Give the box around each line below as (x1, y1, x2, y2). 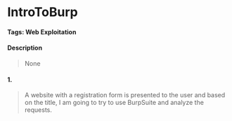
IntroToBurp (7, 4, 79, 20)
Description (7, 43, 43, 52)
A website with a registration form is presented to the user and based (24, 91, 226, 99)
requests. (24, 106, 53, 114)
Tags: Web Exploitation (7, 27, 77, 36)
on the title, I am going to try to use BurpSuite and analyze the (24, 99, 204, 107)
